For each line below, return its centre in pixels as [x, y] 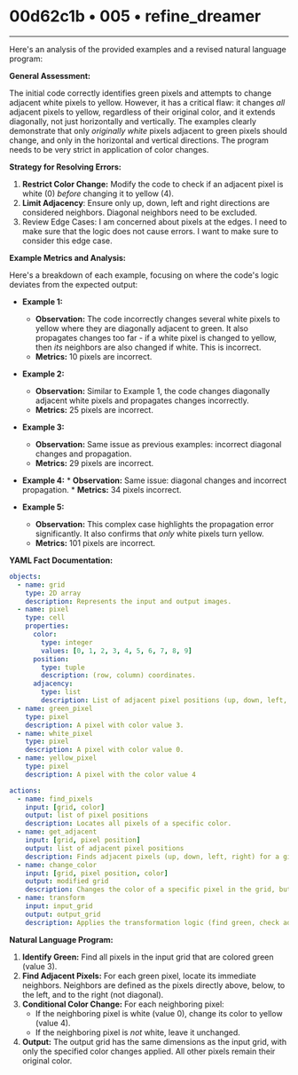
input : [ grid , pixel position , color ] [97, 873]
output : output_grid [63, 914]
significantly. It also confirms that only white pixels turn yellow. [149, 534]
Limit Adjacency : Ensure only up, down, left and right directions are [146, 202]
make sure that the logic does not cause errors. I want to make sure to [150, 231]
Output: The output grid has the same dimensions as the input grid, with [154, 1041]
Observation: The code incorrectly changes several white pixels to [158, 319]
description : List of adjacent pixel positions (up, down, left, [165, 700]
